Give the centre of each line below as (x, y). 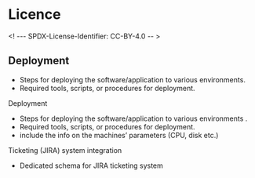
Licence (35, 15)
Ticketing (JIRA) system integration (65, 150)
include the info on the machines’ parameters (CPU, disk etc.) (119, 135)
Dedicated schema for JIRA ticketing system (91, 165)
